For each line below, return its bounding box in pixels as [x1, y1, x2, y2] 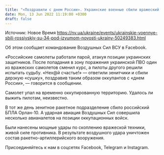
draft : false [5, 16, 32, 21]
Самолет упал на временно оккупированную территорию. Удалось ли [5, 90, 153, 96]
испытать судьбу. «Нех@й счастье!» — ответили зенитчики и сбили [5, 70, 148, 76]
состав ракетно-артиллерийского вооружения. [5, 135, 105, 141]
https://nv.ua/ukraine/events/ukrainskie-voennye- [56, 30, 158, 36]
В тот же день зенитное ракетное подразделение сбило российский [5, 104, 150, 111]
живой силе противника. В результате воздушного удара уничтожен [5, 130, 149, 136]
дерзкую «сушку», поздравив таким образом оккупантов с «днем [5, 75, 145, 81]
